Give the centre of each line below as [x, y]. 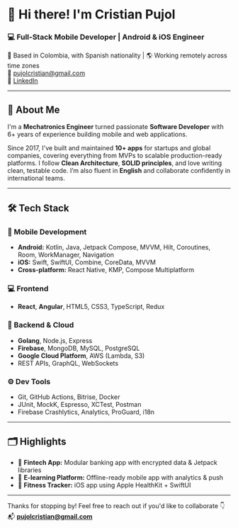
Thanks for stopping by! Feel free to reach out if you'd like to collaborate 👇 [116, 505]
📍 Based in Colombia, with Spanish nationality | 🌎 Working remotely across [118, 55]
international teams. [36, 178]
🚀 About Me [34, 109]
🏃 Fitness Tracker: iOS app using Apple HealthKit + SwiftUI [104, 485]
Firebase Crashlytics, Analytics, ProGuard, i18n [86, 412]
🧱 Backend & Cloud [41, 325]
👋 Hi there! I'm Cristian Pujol [91, 15]
